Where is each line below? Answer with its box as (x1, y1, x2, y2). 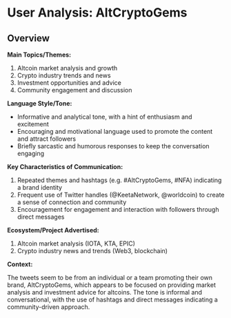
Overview (7, 32, 50, 44)
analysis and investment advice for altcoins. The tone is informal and (7, 288, 202, 296)
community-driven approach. (7, 303, 90, 311)
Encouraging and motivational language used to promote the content (17, 128, 213, 135)
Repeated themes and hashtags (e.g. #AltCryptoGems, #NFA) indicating (17, 176, 222, 184)
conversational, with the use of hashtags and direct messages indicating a (7, 295, 219, 304)
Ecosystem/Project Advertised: (7, 226, 99, 234)
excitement (17, 120, 50, 128)
